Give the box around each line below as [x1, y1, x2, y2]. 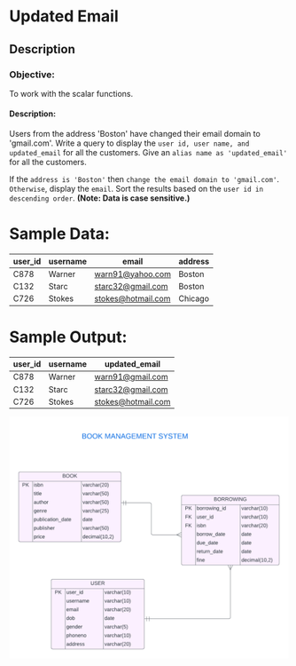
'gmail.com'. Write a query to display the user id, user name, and [9, 138, 250, 148]
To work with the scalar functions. [9, 88, 134, 99]
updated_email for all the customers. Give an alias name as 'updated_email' [9, 147, 288, 158]
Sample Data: [9, 224, 111, 244]
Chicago [178, 293, 210, 304]
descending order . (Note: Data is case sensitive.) [9, 193, 191, 203]
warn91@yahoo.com [94, 268, 171, 279]
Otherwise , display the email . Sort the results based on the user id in [9, 184, 264, 194]
